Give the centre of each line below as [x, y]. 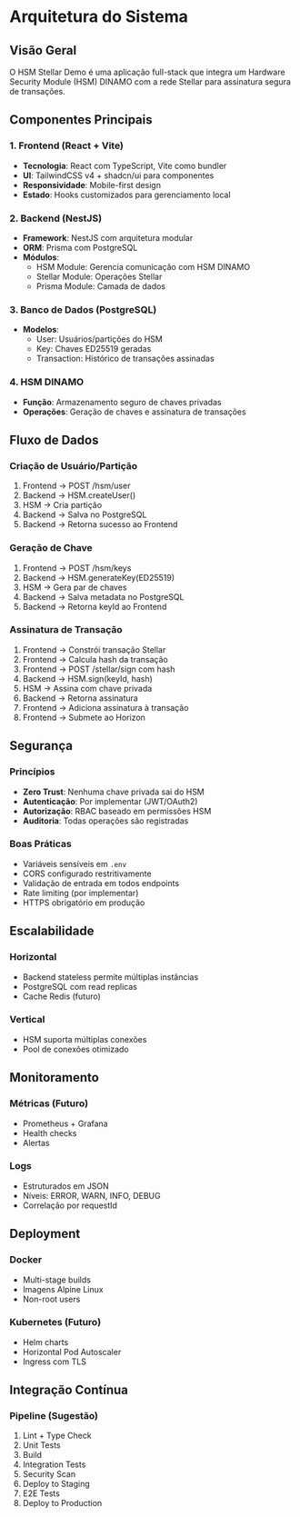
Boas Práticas [40, 844]
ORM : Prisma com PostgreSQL [80, 247]
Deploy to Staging [56, 1484]
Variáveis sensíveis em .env [75, 863]
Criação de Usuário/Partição [74, 465]
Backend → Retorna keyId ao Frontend [95, 606]
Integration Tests [54, 1464]
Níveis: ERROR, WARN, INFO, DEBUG [91, 1195]
